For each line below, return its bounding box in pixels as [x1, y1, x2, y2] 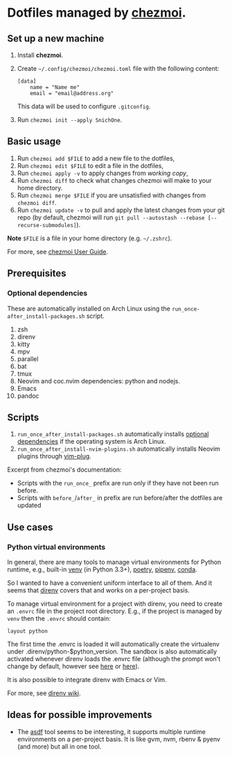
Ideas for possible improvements [7, 709, 152, 721]
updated [17, 501, 42, 510]
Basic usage [7, 135, 61, 147]
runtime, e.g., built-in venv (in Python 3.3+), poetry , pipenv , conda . [7, 565, 197, 574]
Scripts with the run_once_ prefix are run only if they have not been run [17, 479, 220, 488]
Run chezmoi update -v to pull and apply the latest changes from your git [17, 206, 225, 214]
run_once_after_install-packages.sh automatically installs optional [17, 430, 209, 438]
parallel [17, 354, 39, 363]
